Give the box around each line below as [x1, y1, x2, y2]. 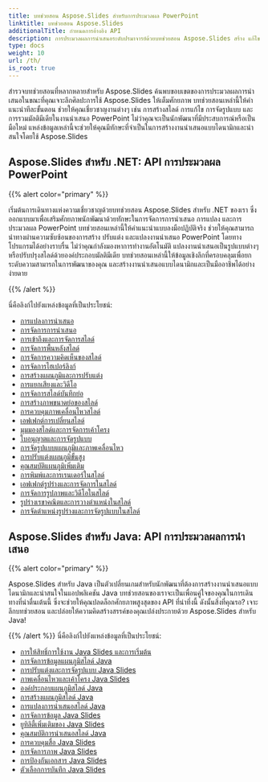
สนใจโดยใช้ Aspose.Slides [8, 131, 88, 141]
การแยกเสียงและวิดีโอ [19, 379, 78, 389]
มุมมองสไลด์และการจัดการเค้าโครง [19, 424, 110, 434]
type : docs [8, 42, 45, 50]
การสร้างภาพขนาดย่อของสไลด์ [19, 397, 99, 407]
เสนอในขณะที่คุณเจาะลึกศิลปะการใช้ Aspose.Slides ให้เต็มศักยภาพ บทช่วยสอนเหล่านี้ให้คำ [8, 95, 254, 105]
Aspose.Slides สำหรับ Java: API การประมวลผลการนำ [8, 529, 246, 543]
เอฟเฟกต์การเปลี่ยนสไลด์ [19, 415, 85, 425]
